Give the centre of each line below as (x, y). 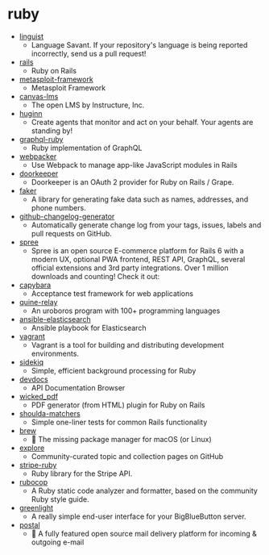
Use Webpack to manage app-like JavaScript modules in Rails (134, 165)
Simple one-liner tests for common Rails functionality (119, 422)
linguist (31, 36)
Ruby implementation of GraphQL (87, 148)
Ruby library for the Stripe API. (82, 474)
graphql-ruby (41, 139)
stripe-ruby (38, 465)
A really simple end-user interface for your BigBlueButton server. (139, 516)
